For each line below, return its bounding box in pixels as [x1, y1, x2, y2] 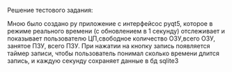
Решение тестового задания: [7, 6, 93, 14]
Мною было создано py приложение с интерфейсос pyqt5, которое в [7, 20, 213, 27]
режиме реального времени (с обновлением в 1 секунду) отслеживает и [7, 27, 225, 35]
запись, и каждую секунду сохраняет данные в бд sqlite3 [7, 57, 179, 65]
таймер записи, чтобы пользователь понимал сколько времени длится [7, 49, 219, 57]
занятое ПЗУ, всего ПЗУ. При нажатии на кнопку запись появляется [7, 42, 210, 50]
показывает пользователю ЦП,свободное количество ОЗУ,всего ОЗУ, [7, 34, 216, 43]
